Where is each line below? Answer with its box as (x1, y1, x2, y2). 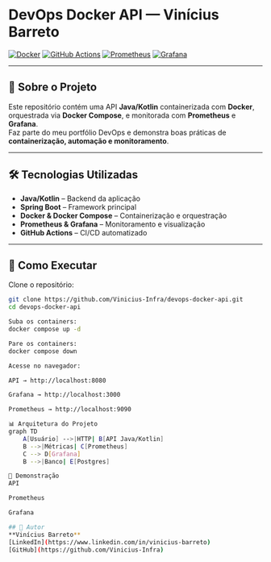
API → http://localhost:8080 (8, 377, 106, 385)
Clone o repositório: (8, 280, 74, 289)
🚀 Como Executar (8, 258, 98, 272)
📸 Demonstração (8, 472, 60, 481)
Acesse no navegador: (8, 361, 81, 370)
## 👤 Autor (8, 522, 45, 531)
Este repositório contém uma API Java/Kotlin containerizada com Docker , (8, 102, 255, 111)
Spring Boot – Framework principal (19, 202, 137, 211)
